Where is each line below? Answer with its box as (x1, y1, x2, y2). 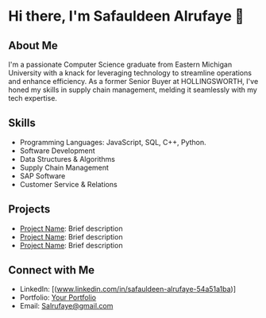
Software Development (19, 146, 95, 155)
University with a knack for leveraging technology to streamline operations (8, 68, 253, 78)
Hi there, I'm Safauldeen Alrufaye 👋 (8, 7, 245, 25)
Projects (8, 202, 51, 216)
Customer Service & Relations (19, 179, 118, 189)
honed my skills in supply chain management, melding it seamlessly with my (8, 85, 258, 94)
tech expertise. (8, 94, 58, 102)
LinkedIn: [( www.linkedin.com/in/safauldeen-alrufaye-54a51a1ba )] (19, 285, 237, 294)
